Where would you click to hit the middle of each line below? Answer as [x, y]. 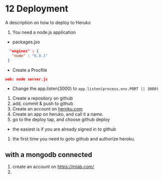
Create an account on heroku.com [48, 109]
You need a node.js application [44, 32]
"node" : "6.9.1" [30, 55]
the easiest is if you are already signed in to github [64, 129]
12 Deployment [37, 9]
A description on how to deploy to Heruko [48, 22]
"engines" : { [24, 51]
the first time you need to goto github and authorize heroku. [74, 139]
